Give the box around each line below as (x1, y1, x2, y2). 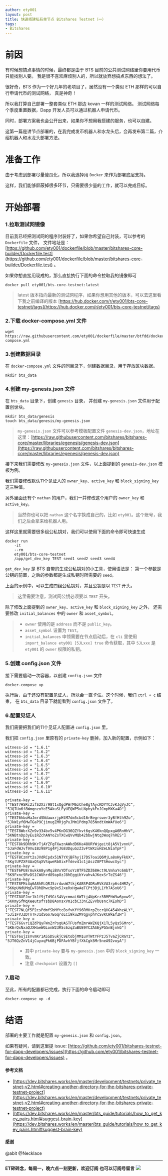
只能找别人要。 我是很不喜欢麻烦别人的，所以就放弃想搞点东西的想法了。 (5, 73, 155, 79)
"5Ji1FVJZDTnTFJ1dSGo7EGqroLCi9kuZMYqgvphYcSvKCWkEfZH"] (5, 912, 126, 917)
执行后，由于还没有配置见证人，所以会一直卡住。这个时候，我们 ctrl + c (5, 692, 156, 698)
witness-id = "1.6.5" (5, 762, 50, 768)
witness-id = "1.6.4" (5, 758, 50, 763)
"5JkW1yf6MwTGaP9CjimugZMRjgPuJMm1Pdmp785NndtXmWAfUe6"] (5, 819, 126, 824)
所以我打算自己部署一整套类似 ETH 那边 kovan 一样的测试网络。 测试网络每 (5, 101, 159, 107)
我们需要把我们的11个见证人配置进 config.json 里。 (5, 724, 111, 730)
